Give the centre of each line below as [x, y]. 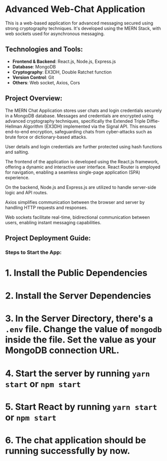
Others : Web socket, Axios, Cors [46, 82]
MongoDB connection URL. [62, 350]
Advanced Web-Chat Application [75, 9]
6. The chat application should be [76, 440]
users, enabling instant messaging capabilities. [53, 222]
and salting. [17, 152]
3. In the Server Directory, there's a [79, 319]
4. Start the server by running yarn [78, 373]
